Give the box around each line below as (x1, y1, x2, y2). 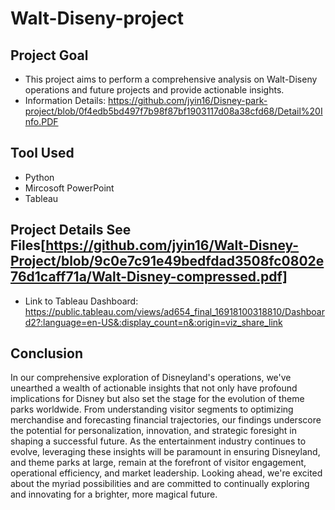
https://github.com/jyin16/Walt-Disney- (45, 237, 300, 254)
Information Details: (24, 95, 107, 106)
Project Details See (10, 222, 132, 239)
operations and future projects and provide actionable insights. (24, 84, 285, 96)
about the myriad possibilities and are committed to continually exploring (10, 478, 310, 490)
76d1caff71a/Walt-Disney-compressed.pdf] (10, 268, 288, 286)
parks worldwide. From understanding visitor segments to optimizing (10, 403, 294, 416)
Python (24, 171, 55, 183)
